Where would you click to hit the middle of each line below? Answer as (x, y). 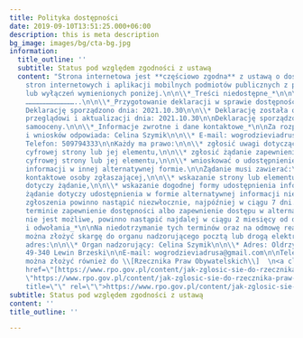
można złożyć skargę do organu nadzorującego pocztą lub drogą (147, 236)
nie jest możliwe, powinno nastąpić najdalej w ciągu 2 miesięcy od (157, 219)
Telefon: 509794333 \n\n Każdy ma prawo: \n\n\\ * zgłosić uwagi (142, 144)
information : (34, 52)
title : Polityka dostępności (64, 18)
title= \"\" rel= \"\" (64, 286)
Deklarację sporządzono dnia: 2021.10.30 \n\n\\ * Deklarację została (157, 110)
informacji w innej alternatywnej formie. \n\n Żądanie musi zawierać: (159, 169)
